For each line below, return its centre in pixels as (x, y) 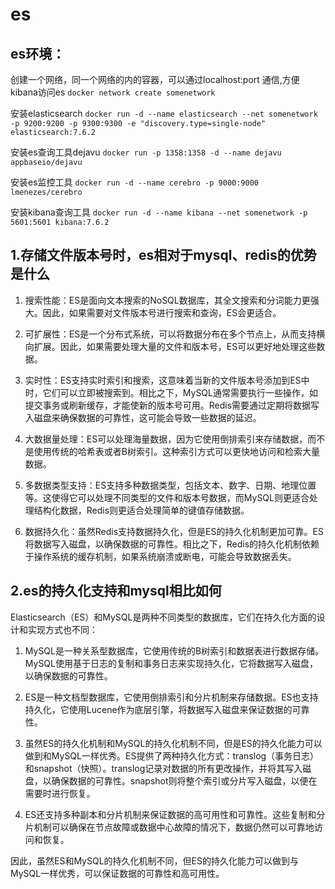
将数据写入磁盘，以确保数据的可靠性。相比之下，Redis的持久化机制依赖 (172, 544)
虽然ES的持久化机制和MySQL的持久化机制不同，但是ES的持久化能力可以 (173, 743)
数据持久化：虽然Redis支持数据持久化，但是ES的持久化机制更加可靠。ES (174, 531)
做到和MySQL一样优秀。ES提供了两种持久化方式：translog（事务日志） (172, 755)
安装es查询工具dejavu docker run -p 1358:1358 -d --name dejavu (146, 152)
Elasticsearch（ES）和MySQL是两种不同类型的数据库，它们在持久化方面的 (163, 617)
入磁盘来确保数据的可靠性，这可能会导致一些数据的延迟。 (143, 417)
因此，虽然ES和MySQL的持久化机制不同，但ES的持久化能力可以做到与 (154, 860)
